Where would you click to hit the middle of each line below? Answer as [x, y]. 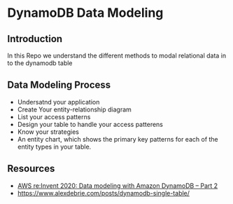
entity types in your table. [54, 147]
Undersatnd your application [58, 102]
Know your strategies [48, 132]
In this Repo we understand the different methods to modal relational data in [117, 55]
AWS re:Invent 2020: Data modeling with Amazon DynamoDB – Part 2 [118, 185]
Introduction [35, 39]
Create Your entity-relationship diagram [74, 109]
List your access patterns [54, 116]
